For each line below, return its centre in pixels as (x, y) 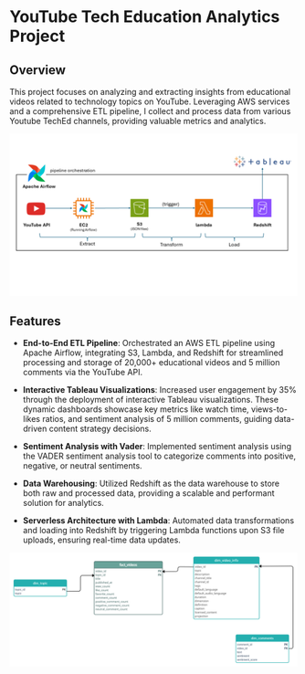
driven (35, 429)
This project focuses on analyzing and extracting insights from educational (150, 92)
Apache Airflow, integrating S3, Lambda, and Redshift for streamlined (153, 353)
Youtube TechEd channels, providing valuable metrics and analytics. (138, 121)
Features (35, 321)
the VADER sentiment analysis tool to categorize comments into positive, (159, 456)
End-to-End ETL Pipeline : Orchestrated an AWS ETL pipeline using (149, 343)
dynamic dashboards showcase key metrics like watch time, (136, 409)
